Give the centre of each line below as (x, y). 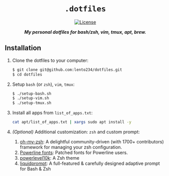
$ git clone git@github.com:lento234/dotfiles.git (67, 70)
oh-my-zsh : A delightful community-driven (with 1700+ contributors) (92, 142)
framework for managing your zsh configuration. (71, 147)
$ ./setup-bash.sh (32, 93)
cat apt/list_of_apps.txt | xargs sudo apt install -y (72, 122)
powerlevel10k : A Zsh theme (50, 158)
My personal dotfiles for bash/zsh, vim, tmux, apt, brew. (85, 32)
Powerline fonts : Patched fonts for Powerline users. (74, 153)
